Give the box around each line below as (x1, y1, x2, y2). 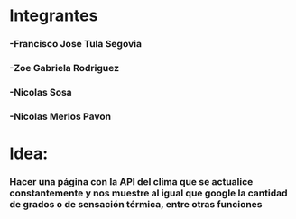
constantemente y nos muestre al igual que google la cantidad (9, 187, 288, 199)
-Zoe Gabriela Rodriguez (9, 62, 120, 75)
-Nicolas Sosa (9, 86, 72, 98)
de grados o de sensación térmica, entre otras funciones (9, 197, 264, 210)
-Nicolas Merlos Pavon (9, 110, 111, 123)
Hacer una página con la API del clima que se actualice (9, 175, 254, 187)
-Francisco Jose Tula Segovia (9, 38, 143, 50)
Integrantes (9, 5, 98, 26)
